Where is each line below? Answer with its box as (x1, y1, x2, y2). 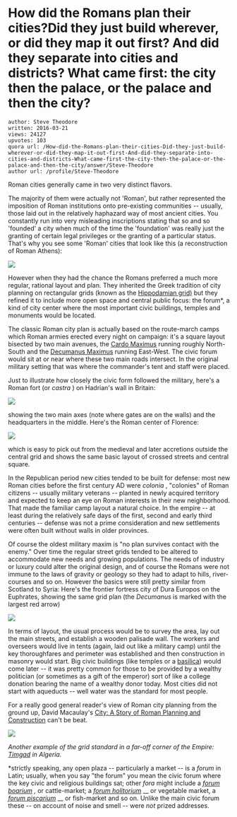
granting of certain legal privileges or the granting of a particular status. (8, 231, 217, 240)
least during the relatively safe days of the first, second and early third (8, 511, 212, 519)
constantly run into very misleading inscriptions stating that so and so (8, 216, 210, 225)
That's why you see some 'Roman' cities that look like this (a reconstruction (8, 239, 228, 247)
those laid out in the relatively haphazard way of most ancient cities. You (8, 208, 219, 217)
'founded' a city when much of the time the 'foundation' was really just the (8, 224, 225, 233)
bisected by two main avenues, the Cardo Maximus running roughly (8, 339, 205, 348)
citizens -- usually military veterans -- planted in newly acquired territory (8, 488, 219, 497)
